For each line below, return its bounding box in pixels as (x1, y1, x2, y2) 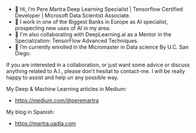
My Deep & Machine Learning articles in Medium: (6, 85, 127, 92)
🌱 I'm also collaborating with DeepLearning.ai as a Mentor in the (14, 31, 172, 38)
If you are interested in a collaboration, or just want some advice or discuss (6, 61, 190, 68)
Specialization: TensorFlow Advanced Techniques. (14, 37, 138, 44)
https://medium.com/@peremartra (14, 97, 99, 104)
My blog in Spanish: (6, 109, 55, 115)
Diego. (14, 50, 31, 56)
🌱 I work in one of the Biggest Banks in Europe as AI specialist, (14, 18, 168, 25)
